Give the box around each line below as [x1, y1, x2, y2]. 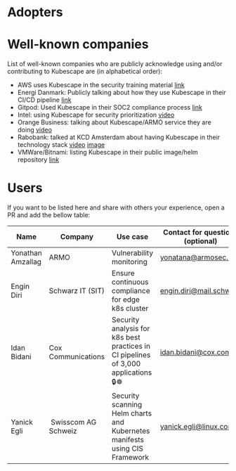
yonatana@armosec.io [159, 252, 235, 262]
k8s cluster [111, 304, 149, 314]
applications [111, 368, 152, 378]
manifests [111, 435, 144, 445]
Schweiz [48, 426, 77, 436]
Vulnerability [111, 248, 153, 258]
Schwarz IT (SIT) [48, 286, 105, 296]
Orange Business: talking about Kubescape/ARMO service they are [17, 118, 212, 127]
